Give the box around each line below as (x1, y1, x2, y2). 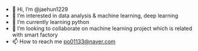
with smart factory (12, 31, 58, 38)
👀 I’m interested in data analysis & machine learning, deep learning (12, 12, 179, 19)
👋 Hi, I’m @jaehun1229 (12, 6, 68, 13)
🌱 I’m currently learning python (12, 19, 90, 25)
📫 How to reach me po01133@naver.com (12, 38, 116, 45)
